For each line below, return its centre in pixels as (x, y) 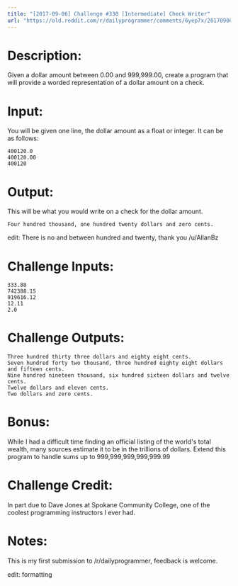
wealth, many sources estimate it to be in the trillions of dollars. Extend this (117, 449)
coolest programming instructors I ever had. (72, 513)
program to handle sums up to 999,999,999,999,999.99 (89, 457)
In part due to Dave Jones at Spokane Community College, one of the (109, 505)
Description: (45, 56)
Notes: (28, 541)
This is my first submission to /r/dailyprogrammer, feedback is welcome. (113, 561)
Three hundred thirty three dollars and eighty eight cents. (100, 357)
